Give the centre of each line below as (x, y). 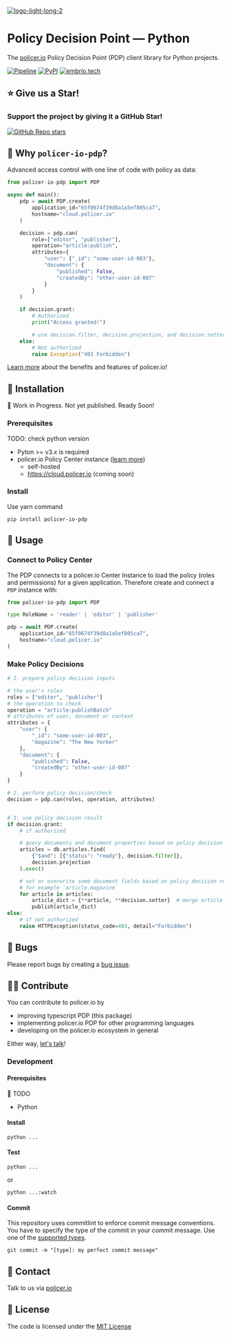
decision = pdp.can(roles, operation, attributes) (81, 799)
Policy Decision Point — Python (99, 39)
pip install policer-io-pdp (47, 519)
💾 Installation (36, 389)
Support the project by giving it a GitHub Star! (85, 117)
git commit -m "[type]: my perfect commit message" (82, 1250)
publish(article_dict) (64, 907)
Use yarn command (35, 506)
